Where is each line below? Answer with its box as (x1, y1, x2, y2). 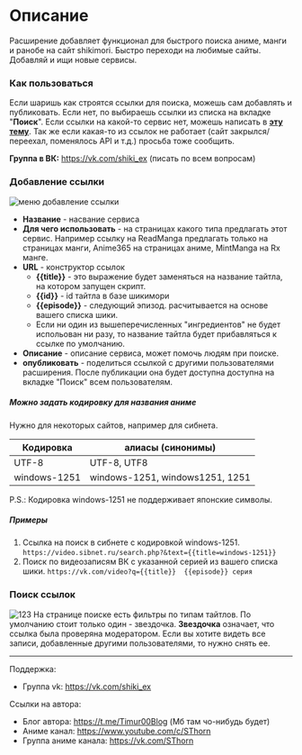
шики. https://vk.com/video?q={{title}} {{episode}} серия (22, 566, 253, 577)
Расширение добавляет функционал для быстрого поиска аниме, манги (9, 35, 288, 46)
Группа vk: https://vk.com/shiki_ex (22, 681, 152, 692)
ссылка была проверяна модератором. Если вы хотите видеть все (9, 628, 266, 639)
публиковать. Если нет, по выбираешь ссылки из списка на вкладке (9, 107, 271, 118)
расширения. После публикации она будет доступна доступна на (22, 367, 275, 377)
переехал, (9, 136, 49, 147)
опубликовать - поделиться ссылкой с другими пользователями (22, 357, 274, 368)
